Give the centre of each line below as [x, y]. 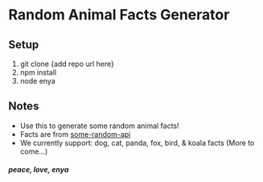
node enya [38, 81]
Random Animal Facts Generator [119, 15]
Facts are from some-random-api [75, 134]
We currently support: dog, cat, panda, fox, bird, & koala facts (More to [137, 143]
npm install [38, 72]
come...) [34, 151]
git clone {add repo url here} [67, 64]
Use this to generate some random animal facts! [99, 126]
